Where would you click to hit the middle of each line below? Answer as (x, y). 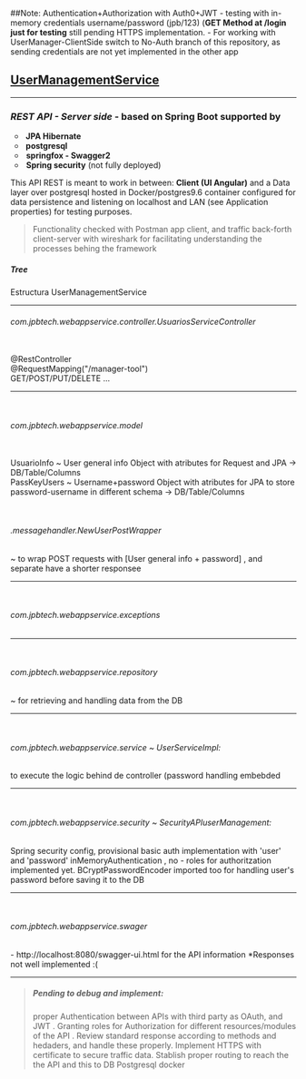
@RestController (41, 359)
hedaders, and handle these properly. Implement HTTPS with (147, 1045)
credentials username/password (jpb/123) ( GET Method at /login (165, 23)
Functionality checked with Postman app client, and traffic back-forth (162, 230)
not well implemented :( (54, 964)
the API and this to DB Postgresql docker (109, 1064)
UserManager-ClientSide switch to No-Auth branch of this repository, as (145, 42)
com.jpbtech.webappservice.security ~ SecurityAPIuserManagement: (141, 822)
